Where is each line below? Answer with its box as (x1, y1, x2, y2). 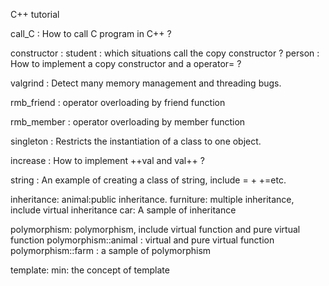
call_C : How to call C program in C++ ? (10, 28, 172, 39)
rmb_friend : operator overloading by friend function (10, 97, 226, 108)
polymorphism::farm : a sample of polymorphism (10, 245, 212, 256)
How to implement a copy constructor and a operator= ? (10, 58, 242, 69)
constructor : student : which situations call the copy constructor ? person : (10, 47, 320, 59)
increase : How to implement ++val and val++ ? (10, 155, 205, 166)
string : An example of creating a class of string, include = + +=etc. (10, 174, 287, 186)
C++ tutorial (10, 9, 60, 20)
